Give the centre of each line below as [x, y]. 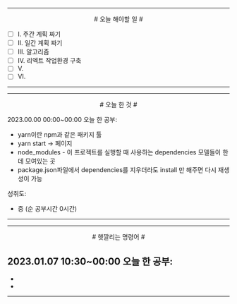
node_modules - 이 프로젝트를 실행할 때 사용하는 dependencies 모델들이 [119, 152]
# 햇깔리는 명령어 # [119, 237]
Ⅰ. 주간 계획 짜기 [39, 34]
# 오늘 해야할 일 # [119, 19]
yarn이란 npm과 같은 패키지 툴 [60, 135]
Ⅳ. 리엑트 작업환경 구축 [49, 61]
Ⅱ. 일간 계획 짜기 [40, 43]
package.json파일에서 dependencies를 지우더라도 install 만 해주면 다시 [117, 170]
